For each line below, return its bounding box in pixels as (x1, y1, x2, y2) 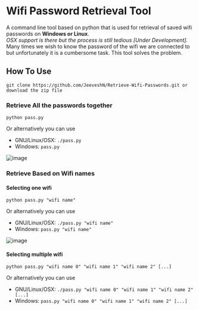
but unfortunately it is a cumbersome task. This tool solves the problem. (6, 49, 183, 56)
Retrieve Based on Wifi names (6, 169, 95, 177)
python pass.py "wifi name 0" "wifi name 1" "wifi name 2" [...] (6, 264, 172, 270)
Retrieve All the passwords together (6, 101, 113, 109)
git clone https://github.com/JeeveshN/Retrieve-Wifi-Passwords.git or (6, 82, 188, 88)
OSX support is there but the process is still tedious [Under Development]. (6, 36, 188, 43)
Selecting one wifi (6, 184, 52, 191)
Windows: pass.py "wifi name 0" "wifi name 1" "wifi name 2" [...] (14, 298, 188, 305)
